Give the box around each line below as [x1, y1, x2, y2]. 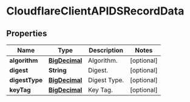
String [48, 66, 67, 74]
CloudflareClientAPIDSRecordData [6, 4, 185, 18]
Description [89, 46, 123, 54]
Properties [6, 28, 47, 39]
